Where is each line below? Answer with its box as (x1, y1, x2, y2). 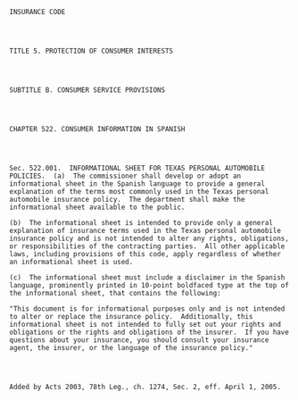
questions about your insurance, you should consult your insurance (9, 336, 269, 345)
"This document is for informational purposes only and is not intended (9, 304, 286, 313)
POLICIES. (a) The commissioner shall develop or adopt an (9, 171, 242, 180)
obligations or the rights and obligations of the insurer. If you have (9, 328, 290, 337)
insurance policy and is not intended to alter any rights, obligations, (9, 234, 290, 243)
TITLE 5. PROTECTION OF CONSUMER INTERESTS (9, 46, 174, 55)
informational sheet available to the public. (9, 203, 186, 212)
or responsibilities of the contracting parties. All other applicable (9, 242, 286, 251)
